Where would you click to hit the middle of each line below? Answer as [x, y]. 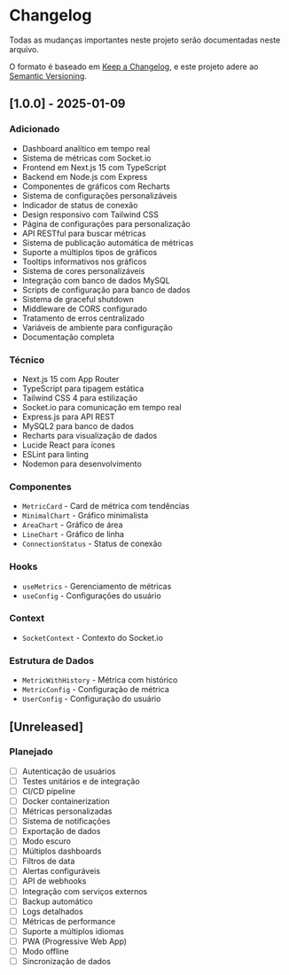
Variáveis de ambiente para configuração [97, 327]
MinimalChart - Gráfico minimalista [85, 516]
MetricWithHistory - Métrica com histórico [100, 680]
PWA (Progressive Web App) [74, 941]
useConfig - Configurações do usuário [91, 596]
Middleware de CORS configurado [85, 308]
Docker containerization [66, 801]
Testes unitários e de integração [81, 781]
